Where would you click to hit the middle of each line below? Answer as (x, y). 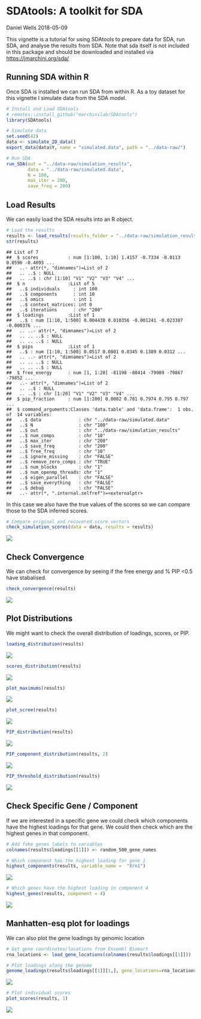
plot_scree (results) (32, 710)
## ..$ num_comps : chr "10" (56, 435)
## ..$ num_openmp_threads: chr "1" (54, 472)
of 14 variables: (29, 414)
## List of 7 (22, 252)
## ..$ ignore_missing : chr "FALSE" (60, 456)
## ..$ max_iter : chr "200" (57, 441)
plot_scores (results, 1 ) (37, 999)
